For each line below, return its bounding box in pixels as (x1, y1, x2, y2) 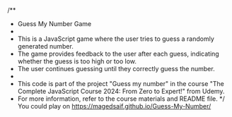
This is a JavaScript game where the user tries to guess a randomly (17, 35, 214, 43)
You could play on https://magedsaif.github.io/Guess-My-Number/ (17, 102, 211, 110)
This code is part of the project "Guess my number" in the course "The (17, 80, 224, 87)
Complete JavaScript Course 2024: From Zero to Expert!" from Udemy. (17, 87, 225, 95)
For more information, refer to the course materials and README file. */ (17, 94, 225, 103)
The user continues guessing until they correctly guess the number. (17, 65, 215, 73)
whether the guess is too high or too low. (17, 57, 137, 66)
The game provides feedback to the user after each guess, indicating (17, 49, 219, 58)
